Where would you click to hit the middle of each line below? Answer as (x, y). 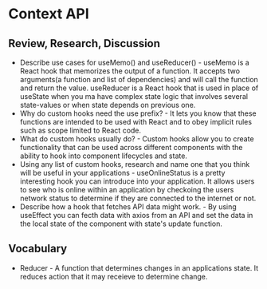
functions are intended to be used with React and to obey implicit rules (136, 122)
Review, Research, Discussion (84, 44)
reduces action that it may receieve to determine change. (114, 276)
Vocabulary (38, 249)
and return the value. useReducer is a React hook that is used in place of (139, 88)
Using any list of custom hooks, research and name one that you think (135, 164)
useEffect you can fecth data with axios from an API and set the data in (136, 215)
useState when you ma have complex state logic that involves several (134, 96)
